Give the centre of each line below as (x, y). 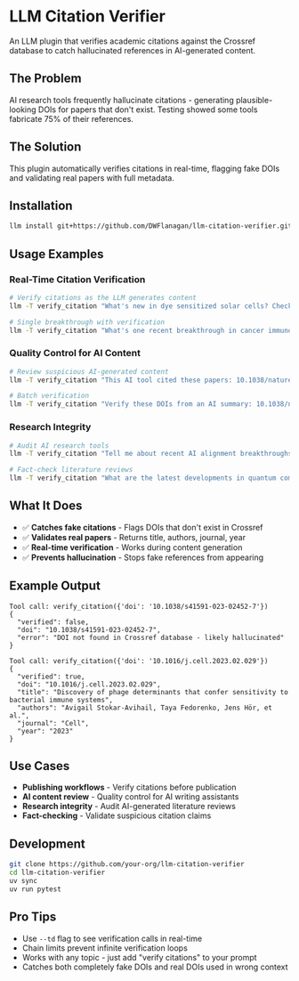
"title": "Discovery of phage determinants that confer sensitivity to (153, 692)
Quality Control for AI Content (75, 353)
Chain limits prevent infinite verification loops (105, 948)
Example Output (55, 586)
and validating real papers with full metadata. (92, 178)
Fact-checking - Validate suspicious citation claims (117, 815)
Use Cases (40, 766)
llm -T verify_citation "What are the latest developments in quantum (143, 478)
